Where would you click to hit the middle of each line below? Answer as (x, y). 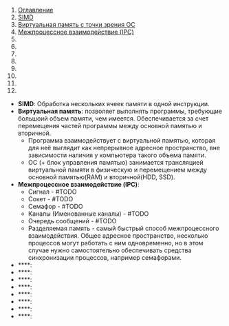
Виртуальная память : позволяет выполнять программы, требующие (120, 111)
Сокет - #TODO (51, 199)
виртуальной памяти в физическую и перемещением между (117, 170)
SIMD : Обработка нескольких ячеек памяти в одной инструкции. (113, 104)
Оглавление (35, 10)
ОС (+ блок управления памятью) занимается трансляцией (116, 162)
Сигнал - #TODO (52, 192)
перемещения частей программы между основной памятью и (110, 126)
